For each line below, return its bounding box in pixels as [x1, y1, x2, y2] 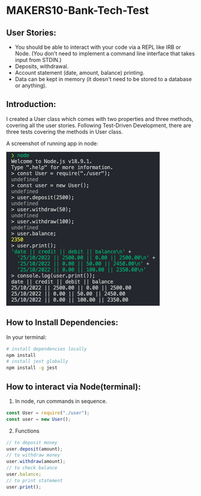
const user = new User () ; [6, 416, 71, 422]
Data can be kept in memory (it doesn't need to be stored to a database [14, 76, 192, 82]
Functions [14, 427, 40, 434]
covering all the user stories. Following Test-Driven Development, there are [6, 122, 191, 129]
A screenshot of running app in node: [6, 140, 98, 147]
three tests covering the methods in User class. [6, 128, 123, 135]
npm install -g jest [6, 365, 58, 371]
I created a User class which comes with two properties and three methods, [6, 115, 194, 122]
